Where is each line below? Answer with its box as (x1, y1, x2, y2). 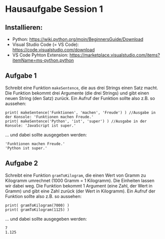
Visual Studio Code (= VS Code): (12, 42, 79, 48)
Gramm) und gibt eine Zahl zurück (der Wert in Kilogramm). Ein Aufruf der (5, 188, 156, 194)
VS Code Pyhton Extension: (12, 52, 69, 58)
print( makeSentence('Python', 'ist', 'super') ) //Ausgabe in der (5, 119, 147, 124)
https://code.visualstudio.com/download (12, 47, 95, 52)
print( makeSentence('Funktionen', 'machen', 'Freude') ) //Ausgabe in (5, 110, 156, 115)
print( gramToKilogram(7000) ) (5, 203, 70, 208)
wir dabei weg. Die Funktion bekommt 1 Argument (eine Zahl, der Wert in (5, 183, 153, 189)
